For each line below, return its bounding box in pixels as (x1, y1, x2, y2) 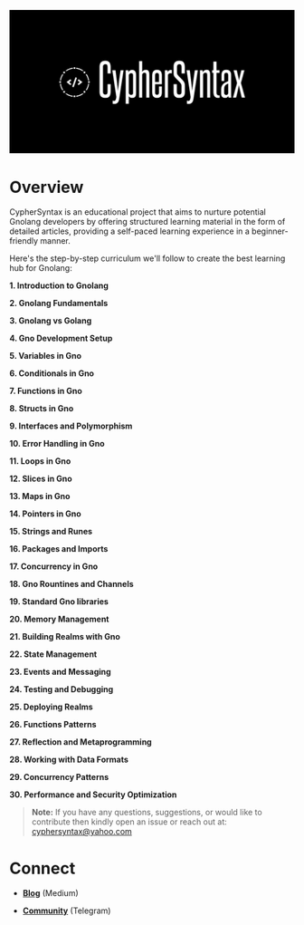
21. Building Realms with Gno (9, 631, 120, 642)
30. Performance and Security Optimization (9, 789, 177, 800)
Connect (9, 858, 76, 879)
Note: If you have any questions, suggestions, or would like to (31, 807, 262, 818)
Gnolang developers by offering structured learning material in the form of (9, 217, 286, 227)
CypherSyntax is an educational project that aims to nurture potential (9, 207, 267, 217)
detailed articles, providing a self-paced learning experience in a (9, 226, 251, 236)
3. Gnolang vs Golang (9, 315, 92, 326)
